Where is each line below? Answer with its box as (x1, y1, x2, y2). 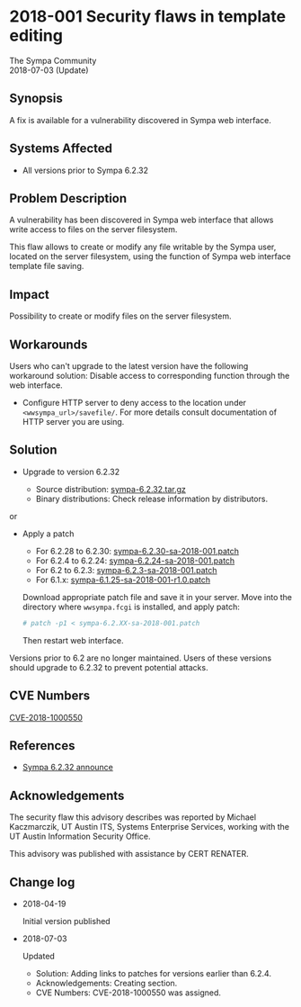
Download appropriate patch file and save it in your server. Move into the (22, 591, 293, 602)
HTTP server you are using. (22, 417, 125, 427)
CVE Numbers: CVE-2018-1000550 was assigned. (35, 987, 222, 998)
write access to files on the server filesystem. (9, 224, 178, 235)
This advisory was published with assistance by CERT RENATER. (9, 849, 249, 859)
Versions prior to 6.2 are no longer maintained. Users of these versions (9, 652, 272, 663)
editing (9, 25, 63, 46)
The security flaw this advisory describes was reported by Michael (9, 812, 257, 823)
